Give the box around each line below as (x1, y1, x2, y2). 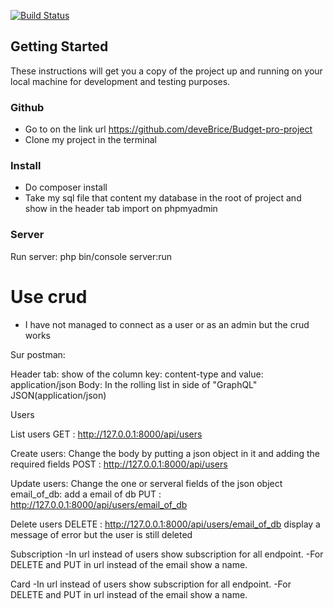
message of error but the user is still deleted (10, 528, 193, 540)
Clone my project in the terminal (24, 134, 157, 146)
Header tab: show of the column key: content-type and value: (10, 368, 264, 380)
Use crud (10, 285, 88, 308)
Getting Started (10, 38, 109, 55)
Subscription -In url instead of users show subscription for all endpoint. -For (10, 548, 324, 560)
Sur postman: (10, 348, 66, 360)
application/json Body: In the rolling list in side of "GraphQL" (10, 378, 258, 390)
